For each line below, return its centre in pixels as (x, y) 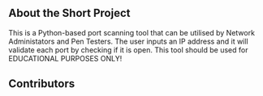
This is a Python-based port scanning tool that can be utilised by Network (132, 32)
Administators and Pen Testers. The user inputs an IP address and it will (129, 41)
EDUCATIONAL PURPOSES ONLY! (65, 58)
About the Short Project (69, 13)
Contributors (42, 84)
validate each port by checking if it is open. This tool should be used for (128, 50)
